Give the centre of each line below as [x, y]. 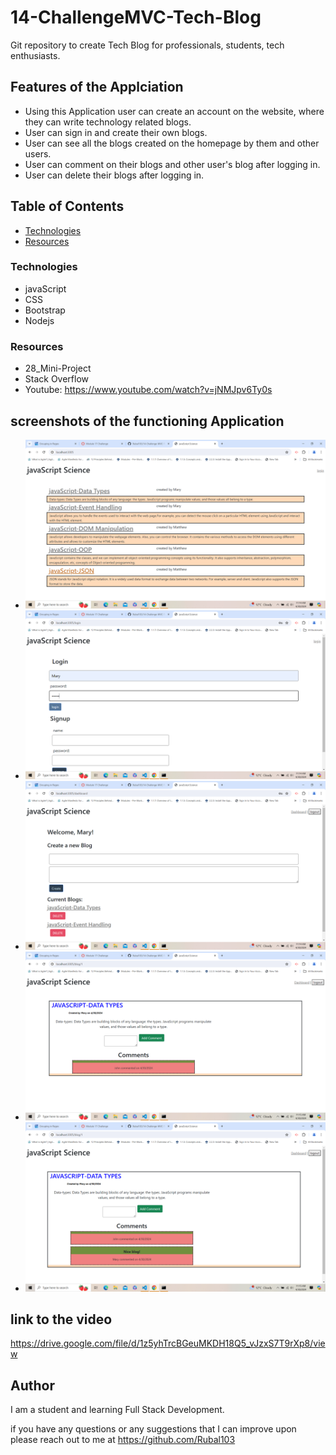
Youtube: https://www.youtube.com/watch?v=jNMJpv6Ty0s [148, 390]
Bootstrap [45, 310]
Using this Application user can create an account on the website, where [174, 111]
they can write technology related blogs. [108, 122]
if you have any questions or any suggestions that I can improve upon [153, 1429]
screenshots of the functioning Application [147, 421]
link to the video [61, 1319]
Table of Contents [67, 206]
